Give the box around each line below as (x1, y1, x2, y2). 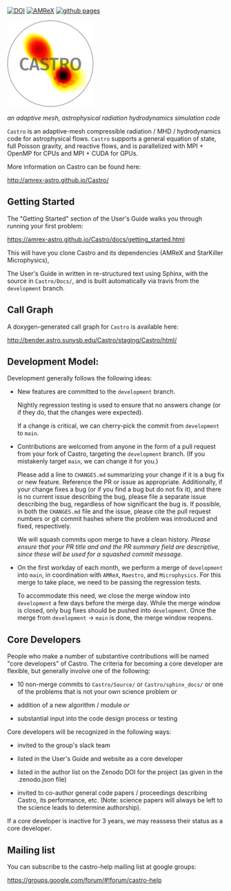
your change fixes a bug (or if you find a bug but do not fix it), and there (17, 485, 222, 494)
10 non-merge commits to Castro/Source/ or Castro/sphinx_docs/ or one (17, 680, 223, 688)
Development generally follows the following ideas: (7, 374, 152, 383)
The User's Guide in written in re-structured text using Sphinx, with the (7, 269, 208, 277)
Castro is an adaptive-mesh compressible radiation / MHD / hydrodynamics (7, 127, 221, 135)
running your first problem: (7, 221, 83, 230)
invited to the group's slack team (17, 741, 110, 750)
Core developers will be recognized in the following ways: (7, 728, 172, 736)
